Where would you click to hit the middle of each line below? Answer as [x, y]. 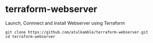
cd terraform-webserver [30, 36]
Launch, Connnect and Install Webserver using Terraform [65, 23]
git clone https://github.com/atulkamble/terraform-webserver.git [77, 32]
